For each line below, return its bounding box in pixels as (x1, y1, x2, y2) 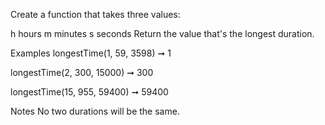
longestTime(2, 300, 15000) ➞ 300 (10, 67, 154, 78)
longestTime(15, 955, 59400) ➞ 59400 (10, 86, 169, 98)
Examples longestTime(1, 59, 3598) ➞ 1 (10, 47, 172, 59)
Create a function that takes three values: (10, 9, 181, 20)
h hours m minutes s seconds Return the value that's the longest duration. (10, 28, 315, 39)
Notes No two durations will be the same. (10, 105, 180, 117)
